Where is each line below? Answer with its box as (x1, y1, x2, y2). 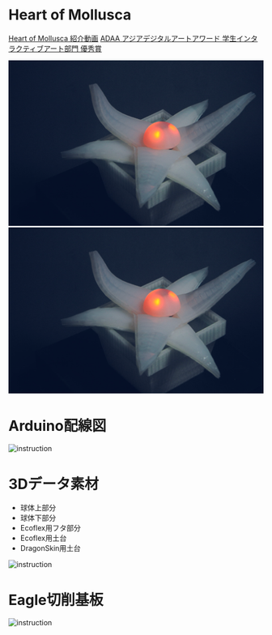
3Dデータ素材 (8, 475, 100, 493)
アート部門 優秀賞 (43, 43, 103, 53)
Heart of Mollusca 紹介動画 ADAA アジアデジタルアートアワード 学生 (8, 33, 237, 43)
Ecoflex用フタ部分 (19, 523, 81, 533)
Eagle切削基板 (8, 590, 104, 609)
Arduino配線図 (8, 416, 107, 435)
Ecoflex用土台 (19, 533, 67, 543)
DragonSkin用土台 (19, 543, 81, 553)
